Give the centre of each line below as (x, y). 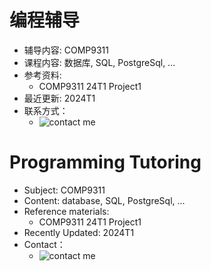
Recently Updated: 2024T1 (79, 232)
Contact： (44, 244)
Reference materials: (66, 211)
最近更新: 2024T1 (59, 98)
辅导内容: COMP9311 (66, 50)
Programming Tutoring (105, 162)
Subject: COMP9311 (64, 190)
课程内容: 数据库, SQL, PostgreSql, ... (99, 62)
